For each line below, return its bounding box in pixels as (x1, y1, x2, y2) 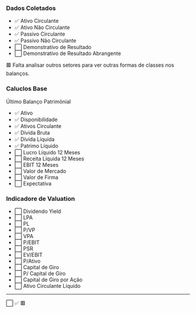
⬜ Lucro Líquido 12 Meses (14, 149, 80, 156)
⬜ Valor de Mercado (14, 167, 66, 174)
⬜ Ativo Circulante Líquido (14, 282, 80, 289)
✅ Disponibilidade (14, 116, 58, 123)
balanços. (6, 70, 30, 77)
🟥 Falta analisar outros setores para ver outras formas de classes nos (6, 61, 174, 68)
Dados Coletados (6, 4, 57, 12)
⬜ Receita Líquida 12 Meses (14, 155, 85, 162)
